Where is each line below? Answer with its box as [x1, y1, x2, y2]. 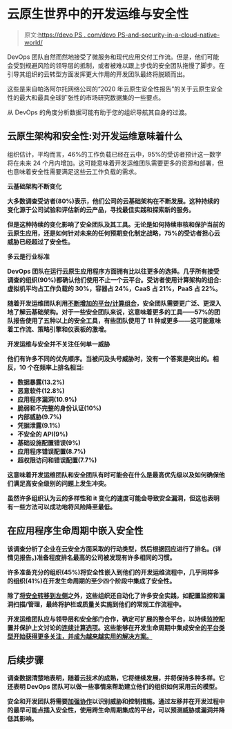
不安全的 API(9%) [17, 430, 68, 438]
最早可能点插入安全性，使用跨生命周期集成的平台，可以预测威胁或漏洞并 [12, 706, 219, 714]
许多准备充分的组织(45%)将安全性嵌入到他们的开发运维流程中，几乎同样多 [7, 568, 220, 576]
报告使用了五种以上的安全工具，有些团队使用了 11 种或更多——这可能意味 [12, 316, 221, 324]
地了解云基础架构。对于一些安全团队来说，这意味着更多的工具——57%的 [7, 308, 215, 316]
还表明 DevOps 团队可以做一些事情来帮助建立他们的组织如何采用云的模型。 [7, 683, 221, 691]
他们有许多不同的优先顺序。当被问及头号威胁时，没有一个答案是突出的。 [7, 354, 213, 362]
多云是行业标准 [7, 252, 50, 261]
